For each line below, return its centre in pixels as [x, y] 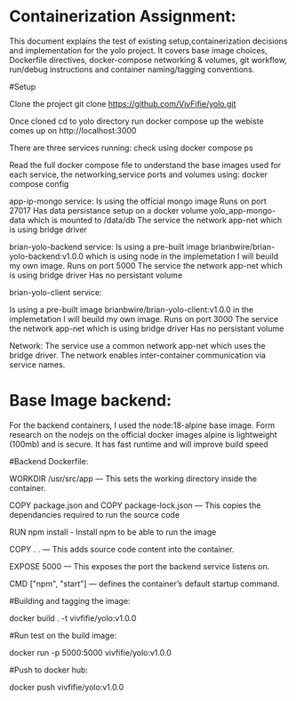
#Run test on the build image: [63, 635]
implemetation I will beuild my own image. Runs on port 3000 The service [144, 318]
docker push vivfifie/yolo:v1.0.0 [67, 687]
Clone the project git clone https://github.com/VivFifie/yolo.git [123, 103]
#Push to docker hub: [49, 670]
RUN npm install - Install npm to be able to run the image [113, 532]
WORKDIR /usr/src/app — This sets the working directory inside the [133, 479]
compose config [39, 183]
